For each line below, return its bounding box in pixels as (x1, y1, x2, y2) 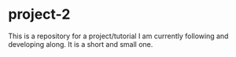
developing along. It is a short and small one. (8, 39, 153, 48)
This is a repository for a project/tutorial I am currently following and (8, 31, 229, 41)
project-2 (8, 5, 71, 23)
